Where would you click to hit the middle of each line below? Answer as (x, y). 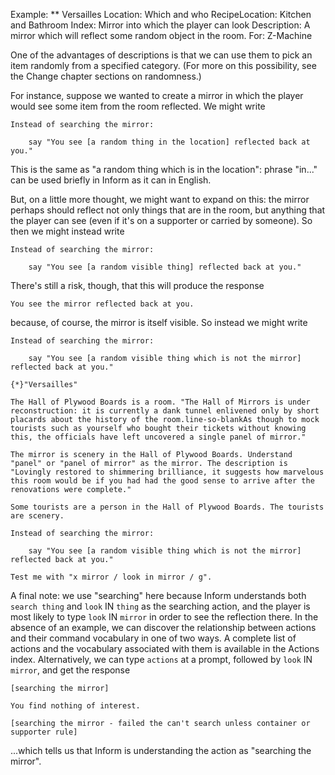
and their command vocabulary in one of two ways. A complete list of (153, 638)
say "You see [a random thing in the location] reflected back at (169, 142)
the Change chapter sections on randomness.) (106, 76)
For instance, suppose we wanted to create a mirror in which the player (157, 95)
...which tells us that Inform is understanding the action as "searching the (161, 750)
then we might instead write (67, 231)
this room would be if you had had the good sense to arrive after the (162, 481)
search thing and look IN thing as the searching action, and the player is (160, 606)
